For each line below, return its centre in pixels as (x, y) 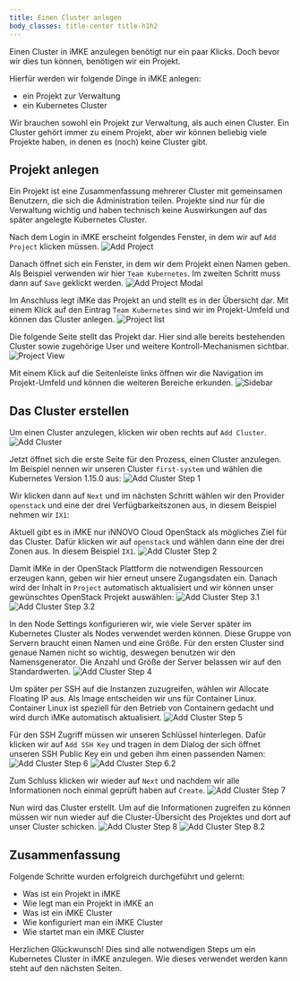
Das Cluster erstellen (69, 411)
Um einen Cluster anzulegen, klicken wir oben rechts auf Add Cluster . (138, 433)
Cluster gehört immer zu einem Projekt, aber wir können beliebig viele (138, 132)
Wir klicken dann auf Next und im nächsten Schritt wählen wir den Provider (147, 496)
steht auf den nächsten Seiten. (66, 968)
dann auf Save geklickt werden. (66, 283)
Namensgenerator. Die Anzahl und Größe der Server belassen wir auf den (146, 662)
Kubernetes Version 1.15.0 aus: (65, 478)
